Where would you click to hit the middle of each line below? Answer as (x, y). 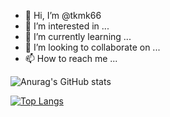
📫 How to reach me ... (71, 58)
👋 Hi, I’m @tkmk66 (63, 15)
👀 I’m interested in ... (67, 26)
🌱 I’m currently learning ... (78, 36)
